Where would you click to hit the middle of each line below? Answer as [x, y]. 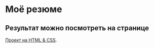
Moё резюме [34, 9]
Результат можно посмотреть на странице [77, 28]
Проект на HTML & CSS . [31, 40]
